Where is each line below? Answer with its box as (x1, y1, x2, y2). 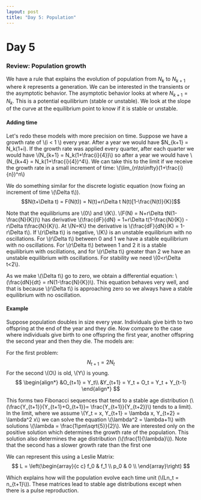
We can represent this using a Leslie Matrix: (6, 453, 115, 460)
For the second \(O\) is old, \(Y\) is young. (6, 369, 110, 376)
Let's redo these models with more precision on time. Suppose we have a (6, 132, 188, 139)
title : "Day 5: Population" (6, 14, 77, 20)
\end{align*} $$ (81, 385, 121, 392)
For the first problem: (6, 349, 59, 356)
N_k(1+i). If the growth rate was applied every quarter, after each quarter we (6, 145, 194, 152)
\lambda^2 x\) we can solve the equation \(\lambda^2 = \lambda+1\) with (6, 415, 186, 423)
